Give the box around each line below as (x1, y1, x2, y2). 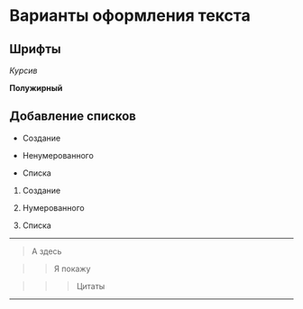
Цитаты (76, 280, 106, 291)
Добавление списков (9, 109, 137, 124)
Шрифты (9, 41, 61, 57)
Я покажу (53, 263, 91, 274)
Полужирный (9, 83, 63, 93)
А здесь (31, 245, 62, 257)
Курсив (9, 65, 38, 76)
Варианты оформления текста (9, 5, 251, 26)
